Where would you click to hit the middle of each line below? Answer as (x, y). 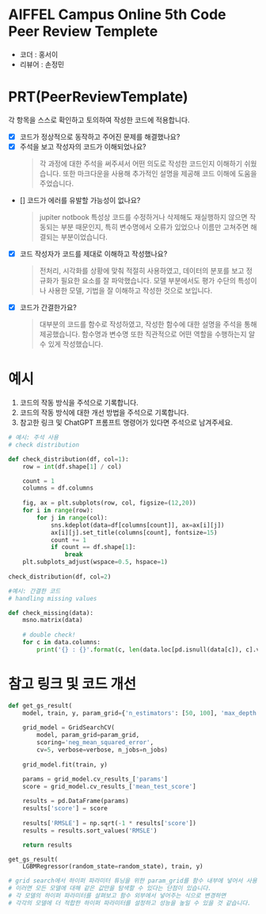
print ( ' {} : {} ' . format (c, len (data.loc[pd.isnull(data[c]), (140, 649)
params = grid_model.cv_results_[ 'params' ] (95, 779)
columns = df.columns (58, 488)
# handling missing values (53, 598)
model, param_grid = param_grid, (88, 735)
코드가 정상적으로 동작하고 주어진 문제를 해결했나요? (100, 136)
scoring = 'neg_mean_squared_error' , (95, 743)
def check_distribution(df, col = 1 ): (68, 459)
